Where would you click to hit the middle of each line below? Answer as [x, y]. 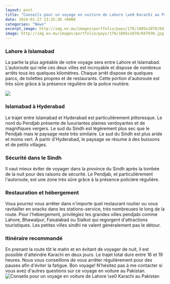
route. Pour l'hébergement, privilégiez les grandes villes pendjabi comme [81, 215]
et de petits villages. [26, 145]
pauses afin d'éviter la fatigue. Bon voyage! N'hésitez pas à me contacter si [84, 265]
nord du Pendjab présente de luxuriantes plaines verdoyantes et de [75, 123]
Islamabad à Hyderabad [35, 106]
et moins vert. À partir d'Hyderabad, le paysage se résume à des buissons [83, 139]
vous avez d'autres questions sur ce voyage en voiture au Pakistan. [75, 271]
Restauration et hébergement [42, 192]
